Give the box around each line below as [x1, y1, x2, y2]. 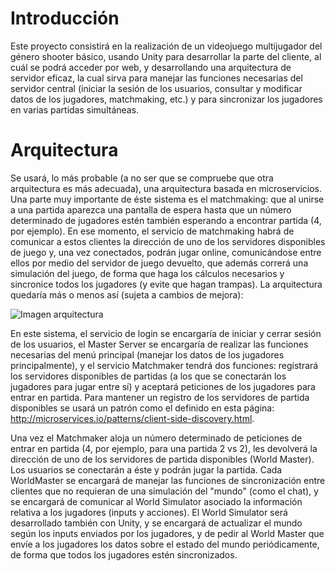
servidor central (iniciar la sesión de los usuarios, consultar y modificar [10, 82, 303, 94]
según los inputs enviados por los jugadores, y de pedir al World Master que [10, 527, 325, 539]
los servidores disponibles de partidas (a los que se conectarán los [10, 370, 287, 382]
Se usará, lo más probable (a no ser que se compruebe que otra [10, 172, 274, 184]
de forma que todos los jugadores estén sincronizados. [10, 548, 238, 561]
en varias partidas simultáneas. [10, 103, 140, 116]
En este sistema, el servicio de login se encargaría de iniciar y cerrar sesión [10, 327, 322, 339]
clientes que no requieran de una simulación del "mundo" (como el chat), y [10, 485, 319, 497]
